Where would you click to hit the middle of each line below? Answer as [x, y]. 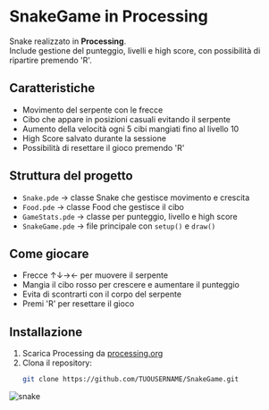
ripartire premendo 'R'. [50, 60]
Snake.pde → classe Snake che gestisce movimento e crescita [136, 197]
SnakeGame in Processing [109, 17]
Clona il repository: [57, 363]
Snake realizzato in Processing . [68, 41]
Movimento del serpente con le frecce [92, 110]
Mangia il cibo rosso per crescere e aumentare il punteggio [130, 285]
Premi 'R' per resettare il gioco [78, 304]
